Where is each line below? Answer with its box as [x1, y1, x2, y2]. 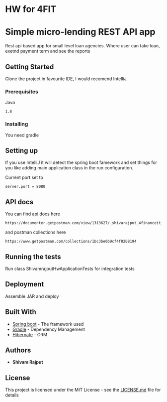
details [5, 392, 19, 398]
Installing [5, 121, 28, 128]
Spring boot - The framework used [12, 321, 84, 327]
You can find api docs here [5, 211, 61, 217]
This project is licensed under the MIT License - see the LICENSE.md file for [5, 387, 161, 393]
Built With [5, 308, 36, 316]
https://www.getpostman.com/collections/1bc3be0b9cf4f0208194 [5, 239, 137, 244]
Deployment [5, 280, 44, 288]
